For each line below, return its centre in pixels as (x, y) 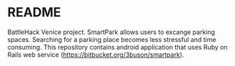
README (34, 12)
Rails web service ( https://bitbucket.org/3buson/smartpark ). (96, 55)
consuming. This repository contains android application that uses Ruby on (117, 47)
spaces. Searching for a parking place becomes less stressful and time (112, 39)
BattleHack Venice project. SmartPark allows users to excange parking (111, 32)
